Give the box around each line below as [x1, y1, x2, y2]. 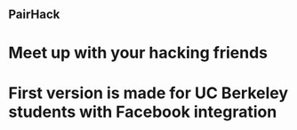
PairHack [8, 7, 60, 22]
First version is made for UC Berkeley [8, 83, 289, 103]
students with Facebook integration [8, 102, 277, 122]
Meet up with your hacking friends [8, 42, 269, 63]
